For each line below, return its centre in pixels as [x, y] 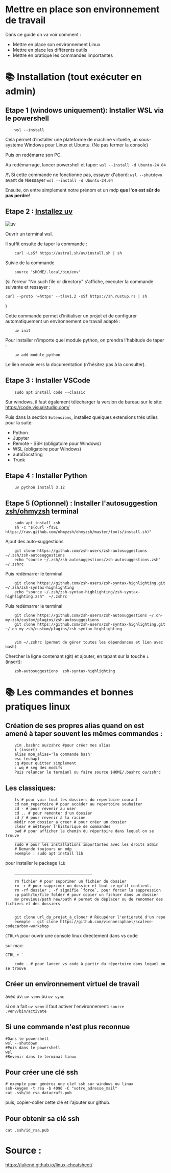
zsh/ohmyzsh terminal [42, 511]
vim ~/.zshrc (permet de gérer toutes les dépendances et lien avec [89, 643]
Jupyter [21, 438]
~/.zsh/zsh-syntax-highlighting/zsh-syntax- [92, 592]
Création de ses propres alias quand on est [75, 726]
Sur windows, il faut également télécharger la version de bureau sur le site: [84, 402]
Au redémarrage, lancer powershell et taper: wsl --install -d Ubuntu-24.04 [86, 164]
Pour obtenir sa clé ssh [43, 1118]
